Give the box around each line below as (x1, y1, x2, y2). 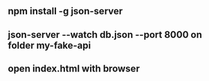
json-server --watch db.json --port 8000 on (8, 29, 203, 40)
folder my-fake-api (8, 39, 91, 51)
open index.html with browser (8, 63, 140, 75)
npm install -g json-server (8, 5, 123, 17)
